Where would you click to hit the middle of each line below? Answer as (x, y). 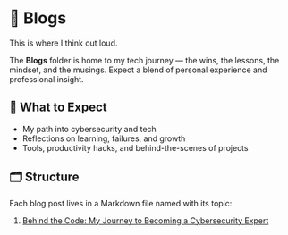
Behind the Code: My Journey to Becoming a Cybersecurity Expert (145, 220)
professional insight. (47, 79)
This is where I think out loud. (64, 43)
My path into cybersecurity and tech (89, 129)
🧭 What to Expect (58, 108)
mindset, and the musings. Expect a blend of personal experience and (138, 70)
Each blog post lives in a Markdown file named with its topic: (121, 203)
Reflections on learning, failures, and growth (104, 138)
